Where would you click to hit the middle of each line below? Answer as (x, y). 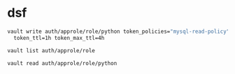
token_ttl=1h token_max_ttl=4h (59, 38)
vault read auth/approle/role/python (62, 63)
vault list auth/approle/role (51, 50)
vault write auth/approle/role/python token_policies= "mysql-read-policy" (119, 31)
